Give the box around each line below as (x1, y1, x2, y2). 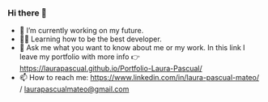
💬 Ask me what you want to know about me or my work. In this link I (19, 43, 245, 53)
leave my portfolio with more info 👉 (19, 52, 140, 62)
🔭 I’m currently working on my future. (19, 26, 144, 36)
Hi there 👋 (7, 7, 48, 19)
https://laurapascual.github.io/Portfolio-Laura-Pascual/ (19, 64, 203, 74)
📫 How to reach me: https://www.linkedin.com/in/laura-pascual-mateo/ (19, 73, 260, 83)
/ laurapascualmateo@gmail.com (19, 84, 130, 94)
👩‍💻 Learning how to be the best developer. (19, 34, 163, 44)
